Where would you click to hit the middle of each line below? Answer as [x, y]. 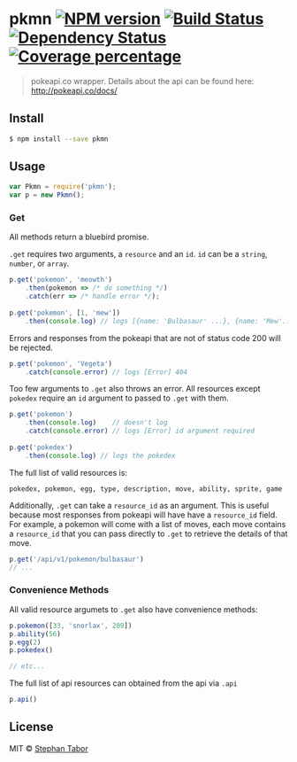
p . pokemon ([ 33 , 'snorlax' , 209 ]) [71, 626]
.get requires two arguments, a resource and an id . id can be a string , [138, 254]
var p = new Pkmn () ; [47, 195]
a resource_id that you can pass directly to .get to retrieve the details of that [148, 533]
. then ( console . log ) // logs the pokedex [100, 455]
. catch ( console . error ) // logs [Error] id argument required [140, 431]
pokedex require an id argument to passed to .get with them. [119, 398]
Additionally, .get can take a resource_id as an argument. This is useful [139, 505]
